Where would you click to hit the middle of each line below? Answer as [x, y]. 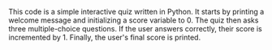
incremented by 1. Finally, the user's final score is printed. [105, 37]
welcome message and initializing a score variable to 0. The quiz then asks [134, 20]
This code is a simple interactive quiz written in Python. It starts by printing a [136, 12]
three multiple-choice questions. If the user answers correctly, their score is [135, 29]
